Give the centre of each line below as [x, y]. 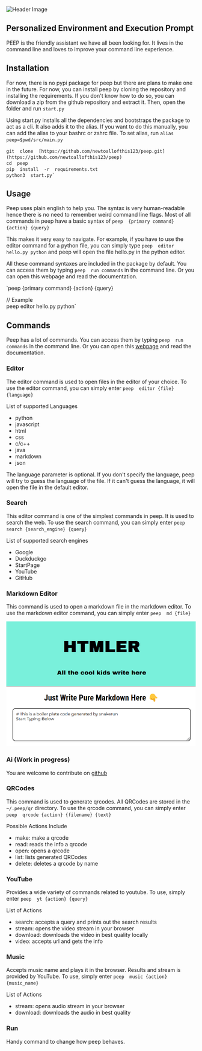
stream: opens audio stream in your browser [70, 1006]
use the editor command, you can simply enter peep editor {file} [90, 388]
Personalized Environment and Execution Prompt [100, 28]
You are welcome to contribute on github [57, 773]
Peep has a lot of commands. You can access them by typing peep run [95, 340]
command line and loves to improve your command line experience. [90, 49]
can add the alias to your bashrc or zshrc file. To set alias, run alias [90, 133]
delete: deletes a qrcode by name [57, 863]
